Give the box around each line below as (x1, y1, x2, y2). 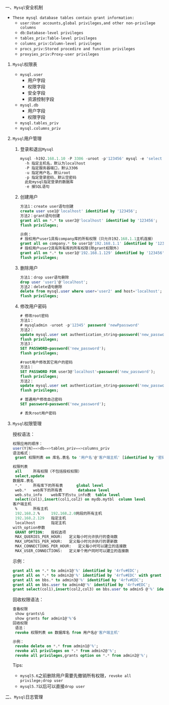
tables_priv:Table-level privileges (20, 36, 97, 41)
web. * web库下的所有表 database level (15, 487, 110, 493)
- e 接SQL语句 (24, 184, 50, 190)
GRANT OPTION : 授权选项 (15, 530, 66, 535)
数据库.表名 (12, 478, 34, 483)
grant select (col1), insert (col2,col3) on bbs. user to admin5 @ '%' (12, 587, 155, 592)
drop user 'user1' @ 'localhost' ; (20, 280, 88, 285)
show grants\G (15, 611, 45, 616)
